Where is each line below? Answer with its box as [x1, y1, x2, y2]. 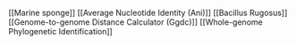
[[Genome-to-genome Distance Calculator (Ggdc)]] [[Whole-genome [8, 17, 263, 27]
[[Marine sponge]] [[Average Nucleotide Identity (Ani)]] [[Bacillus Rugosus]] [8, 8, 288, 18]
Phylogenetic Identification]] [8, 26, 113, 36]
